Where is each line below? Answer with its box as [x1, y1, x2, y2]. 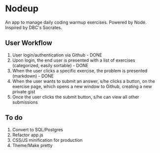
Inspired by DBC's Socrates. [5, 24, 63, 30]
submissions [12, 99, 38, 105]
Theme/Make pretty [12, 142, 53, 148]
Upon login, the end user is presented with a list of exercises [12, 57, 135, 63]
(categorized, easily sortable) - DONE [12, 62, 89, 68]
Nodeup [5, 3, 38, 14]
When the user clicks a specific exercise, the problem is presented [12, 68, 148, 74]
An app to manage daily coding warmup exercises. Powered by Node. [5, 19, 147, 25]
